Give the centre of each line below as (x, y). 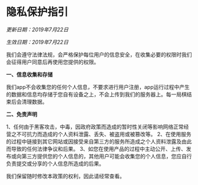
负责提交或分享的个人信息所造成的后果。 (55, 163)
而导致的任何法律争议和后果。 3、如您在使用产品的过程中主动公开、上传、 (96, 148)
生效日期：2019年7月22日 (37, 42)
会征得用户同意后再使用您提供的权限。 (52, 62)
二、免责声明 (22, 114)
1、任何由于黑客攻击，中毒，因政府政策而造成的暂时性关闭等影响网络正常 (95, 127)
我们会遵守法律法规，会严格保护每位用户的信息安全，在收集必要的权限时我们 (99, 54)
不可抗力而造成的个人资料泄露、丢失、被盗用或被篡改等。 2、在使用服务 (104, 134)
